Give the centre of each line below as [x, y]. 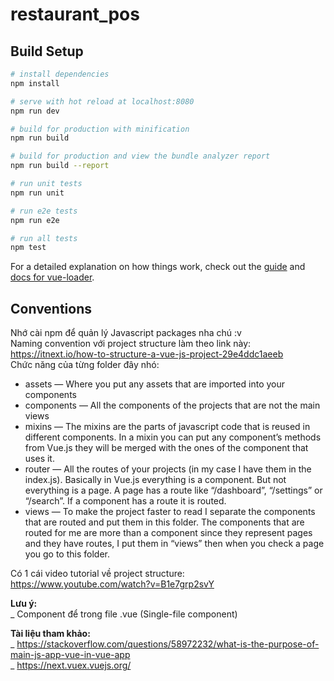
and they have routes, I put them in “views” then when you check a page [174, 544]
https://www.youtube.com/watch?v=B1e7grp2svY [112, 584]
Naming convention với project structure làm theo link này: [131, 344]
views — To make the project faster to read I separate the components [170, 512]
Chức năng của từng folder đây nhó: [85, 365]
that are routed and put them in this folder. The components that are [164, 522]
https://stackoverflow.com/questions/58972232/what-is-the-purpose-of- [168, 644]
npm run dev [35, 111]
